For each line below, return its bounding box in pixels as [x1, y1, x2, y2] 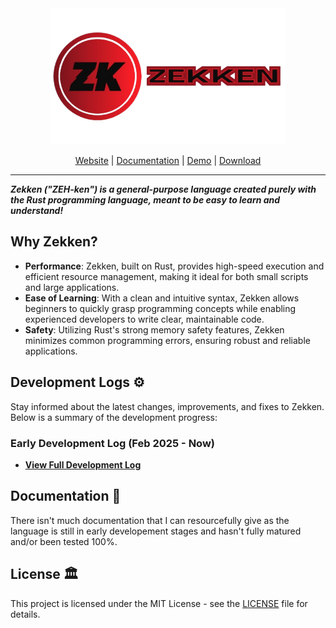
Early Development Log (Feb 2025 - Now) [10, 436, 215, 450]
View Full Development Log [24, 458, 142, 471]
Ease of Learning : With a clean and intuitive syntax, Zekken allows [24, 292, 300, 304]
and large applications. [24, 281, 120, 293]
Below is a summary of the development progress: [10, 411, 218, 423]
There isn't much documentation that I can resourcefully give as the [10, 514, 290, 526]
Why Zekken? [10, 233, 98, 251]
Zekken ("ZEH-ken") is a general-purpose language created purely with [10, 183, 317, 196]
